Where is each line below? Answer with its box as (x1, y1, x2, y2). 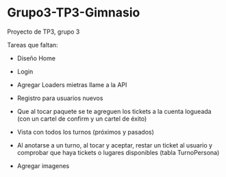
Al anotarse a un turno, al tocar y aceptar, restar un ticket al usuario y (16, 141, 213, 149)
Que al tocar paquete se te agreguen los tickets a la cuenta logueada (16, 107, 212, 115)
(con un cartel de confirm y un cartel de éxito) (16, 115, 147, 123)
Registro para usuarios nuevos (16, 94, 103, 102)
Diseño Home (16, 54, 56, 62)
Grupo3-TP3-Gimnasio (7, 5, 140, 21)
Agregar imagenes (16, 161, 70, 169)
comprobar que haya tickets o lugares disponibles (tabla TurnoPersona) (16, 148, 220, 156)
